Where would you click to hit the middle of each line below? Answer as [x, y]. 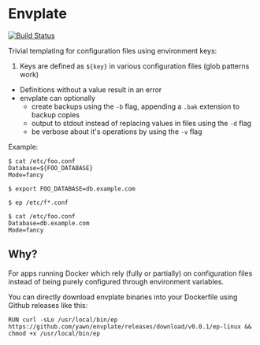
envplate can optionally [58, 98]
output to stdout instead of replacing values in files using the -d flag [141, 123]
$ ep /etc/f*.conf [38, 202]
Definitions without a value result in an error [91, 89]
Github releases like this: [48, 305]
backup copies [56, 114]
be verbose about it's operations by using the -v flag [117, 132]
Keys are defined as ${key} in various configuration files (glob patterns [134, 66]
